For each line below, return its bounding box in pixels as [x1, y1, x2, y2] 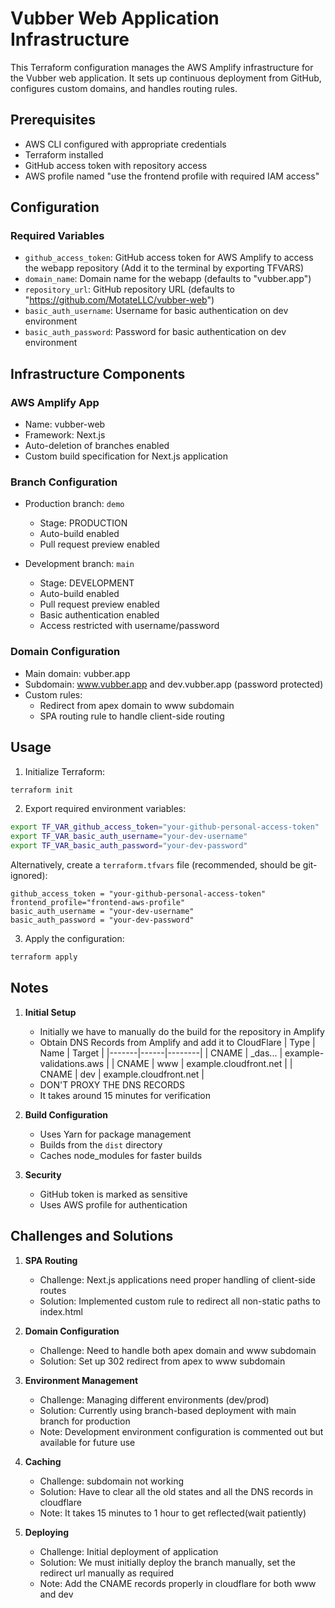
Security [24, 1168, 62, 1181]
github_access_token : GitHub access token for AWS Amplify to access [24, 252, 314, 264]
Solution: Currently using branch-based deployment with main [39, 1404, 297, 1416]
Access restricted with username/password [39, 620, 220, 632]
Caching [24, 1455, 62, 1467]
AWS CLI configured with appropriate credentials [24, 138, 227, 150]
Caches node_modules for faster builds [39, 1149, 203, 1161]
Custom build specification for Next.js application [24, 450, 228, 462]
